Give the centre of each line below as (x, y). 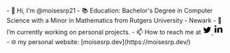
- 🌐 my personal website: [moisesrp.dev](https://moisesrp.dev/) (99, 42)
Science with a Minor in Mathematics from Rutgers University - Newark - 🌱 (114, 20)
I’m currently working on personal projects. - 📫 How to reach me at (104, 32)
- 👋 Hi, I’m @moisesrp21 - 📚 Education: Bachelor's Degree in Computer (110, 10)
